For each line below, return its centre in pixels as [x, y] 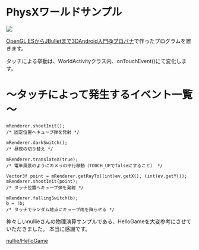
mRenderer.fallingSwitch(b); [42, 198]
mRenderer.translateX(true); [42, 159]
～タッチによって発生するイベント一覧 [99, 95]
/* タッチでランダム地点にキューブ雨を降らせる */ [60, 210]
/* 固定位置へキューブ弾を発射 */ [43, 132]
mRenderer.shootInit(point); [42, 181]
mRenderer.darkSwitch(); [37, 143]
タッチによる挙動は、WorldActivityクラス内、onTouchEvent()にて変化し [94, 61]
